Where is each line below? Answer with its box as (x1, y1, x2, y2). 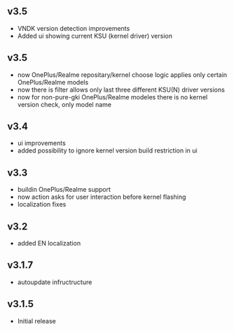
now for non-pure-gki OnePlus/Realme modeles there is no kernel (17, 92, 208, 101)
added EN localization (17, 239, 81, 248)
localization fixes (17, 200, 67, 209)
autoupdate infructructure (17, 278, 92, 286)
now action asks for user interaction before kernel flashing (17, 192, 186, 202)
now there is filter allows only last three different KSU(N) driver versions (17, 85, 226, 94)
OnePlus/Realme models (17, 78, 89, 86)
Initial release (17, 316, 56, 325)
